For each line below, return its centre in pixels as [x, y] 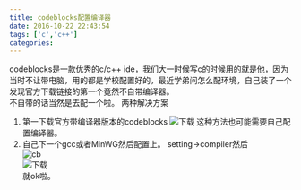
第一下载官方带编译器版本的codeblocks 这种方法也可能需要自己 [153, 122]
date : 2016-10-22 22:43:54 [60, 26]
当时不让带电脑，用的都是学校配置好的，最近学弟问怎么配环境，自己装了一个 [150, 81]
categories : [31, 43]
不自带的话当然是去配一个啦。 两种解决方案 [89, 103]
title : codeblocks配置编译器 [60, 17]
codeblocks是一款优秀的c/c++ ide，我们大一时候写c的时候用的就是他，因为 [149, 69]
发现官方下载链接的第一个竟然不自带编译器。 [92, 91]
